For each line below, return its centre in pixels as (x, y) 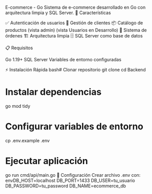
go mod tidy (18, 106)
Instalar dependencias (53, 92)
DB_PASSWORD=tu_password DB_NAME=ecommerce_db (66, 186)
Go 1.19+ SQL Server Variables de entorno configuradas (63, 60)
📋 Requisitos (19, 48)
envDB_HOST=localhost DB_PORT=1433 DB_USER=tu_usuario (70, 180)
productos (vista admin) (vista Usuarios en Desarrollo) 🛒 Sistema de (76, 30)
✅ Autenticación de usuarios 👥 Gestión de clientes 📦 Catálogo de (74, 23)
